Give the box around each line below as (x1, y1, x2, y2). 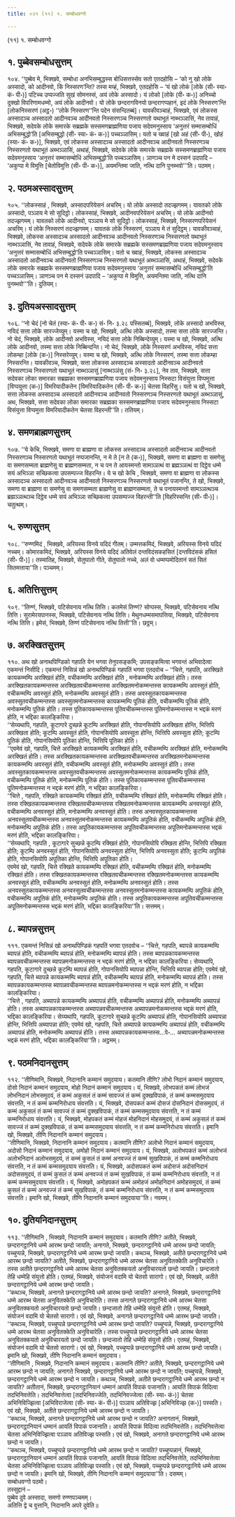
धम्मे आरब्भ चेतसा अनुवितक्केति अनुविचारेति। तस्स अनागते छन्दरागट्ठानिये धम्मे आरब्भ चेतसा (7, 1296, 207, 1304)
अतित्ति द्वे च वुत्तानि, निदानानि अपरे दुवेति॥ (7, 1501, 99, 1509)
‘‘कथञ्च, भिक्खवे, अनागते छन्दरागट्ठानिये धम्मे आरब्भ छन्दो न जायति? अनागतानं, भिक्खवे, (7, 1414, 200, 1422)
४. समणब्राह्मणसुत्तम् (7, 427, 71, 439)
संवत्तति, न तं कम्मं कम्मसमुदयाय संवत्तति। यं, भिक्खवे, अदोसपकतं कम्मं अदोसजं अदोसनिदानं (7, 1162, 208, 1170)
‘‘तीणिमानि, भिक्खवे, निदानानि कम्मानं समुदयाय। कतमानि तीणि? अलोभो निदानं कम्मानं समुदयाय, (7, 1138, 215, 1146)
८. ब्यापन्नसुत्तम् (7, 923, 55, 935)
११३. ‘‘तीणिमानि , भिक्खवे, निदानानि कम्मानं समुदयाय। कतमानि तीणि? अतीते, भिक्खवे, (7, 1233, 197, 1241)
